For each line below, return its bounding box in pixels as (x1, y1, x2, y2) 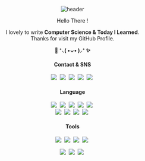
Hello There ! (56, 17, 89, 24)
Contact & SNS (53, 61, 92, 68)
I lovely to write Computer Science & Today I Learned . (5, 29, 140, 36)
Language (59, 88, 86, 95)
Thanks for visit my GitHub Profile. (30, 35, 115, 42)
